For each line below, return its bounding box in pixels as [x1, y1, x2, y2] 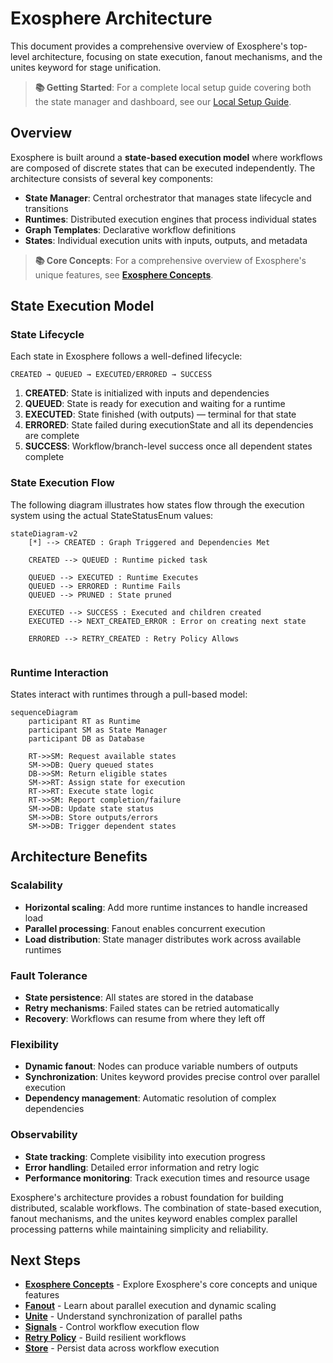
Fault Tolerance [10, 968, 88, 982]
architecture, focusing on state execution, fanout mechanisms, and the [31, 50, 323, 62]
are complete [24, 430, 80, 442]
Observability [10, 1128, 78, 1142]
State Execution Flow [10, 476, 115, 490]
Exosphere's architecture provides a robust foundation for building [10, 1191, 284, 1203]
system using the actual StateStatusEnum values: [10, 509, 214, 521]
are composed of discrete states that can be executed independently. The [10, 162, 316, 174]
